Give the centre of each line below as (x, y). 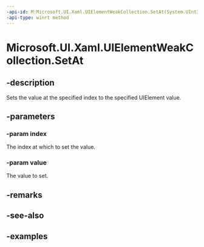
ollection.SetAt (45, 60)
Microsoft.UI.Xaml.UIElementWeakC (100, 48)
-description (30, 83)
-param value (26, 163)
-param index (27, 134)
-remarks (24, 195)
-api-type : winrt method (38, 18)
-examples (27, 236)
